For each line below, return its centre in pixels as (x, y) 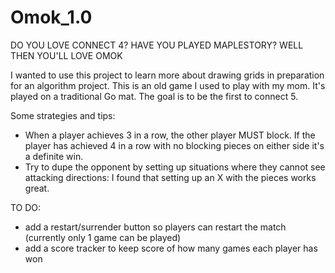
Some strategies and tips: (63, 115)
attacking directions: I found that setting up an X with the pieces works (170, 177)
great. (37, 188)
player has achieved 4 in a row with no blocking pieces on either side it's (174, 145)
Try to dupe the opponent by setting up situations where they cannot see (175, 167)
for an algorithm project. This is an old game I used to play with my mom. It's (168, 85)
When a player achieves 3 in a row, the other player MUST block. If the (170, 135)
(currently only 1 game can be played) (103, 237)
